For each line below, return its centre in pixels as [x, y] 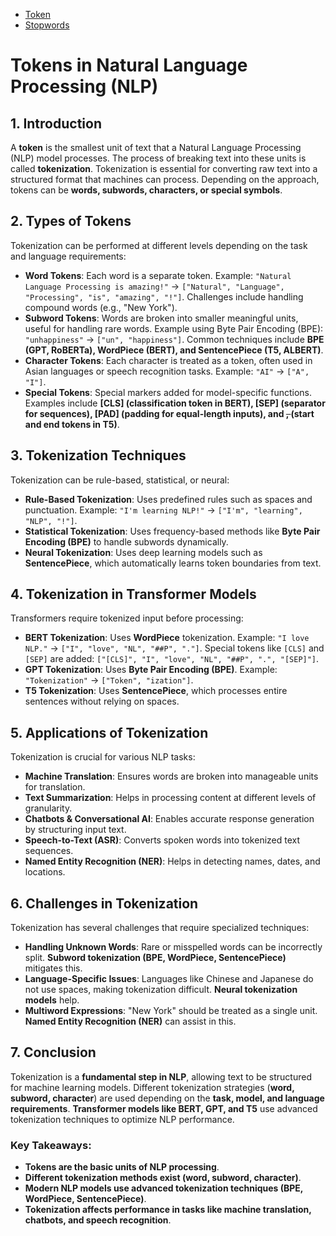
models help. [52, 1000]
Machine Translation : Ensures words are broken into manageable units [171, 776]
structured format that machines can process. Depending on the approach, [165, 179]
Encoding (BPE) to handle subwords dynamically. [126, 541]
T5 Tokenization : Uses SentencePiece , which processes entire [156, 691]
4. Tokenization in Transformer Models [133, 594]
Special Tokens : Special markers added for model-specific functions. [168, 392]
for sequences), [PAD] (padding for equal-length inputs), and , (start [169, 413]
